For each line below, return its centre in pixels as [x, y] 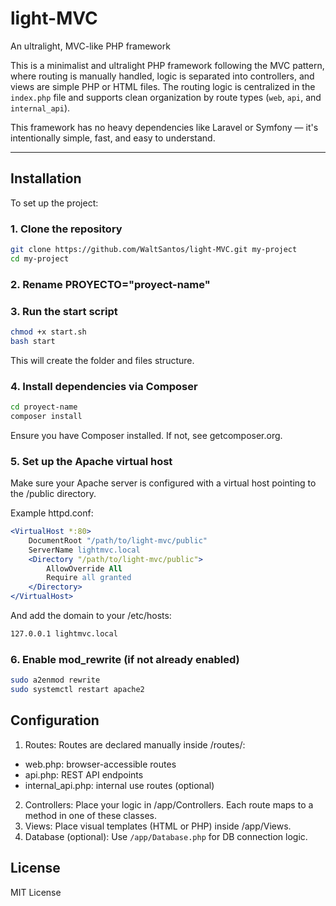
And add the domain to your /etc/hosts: [91, 616]
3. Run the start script [64, 311]
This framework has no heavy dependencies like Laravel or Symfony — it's [164, 127]
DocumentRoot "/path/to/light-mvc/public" [118, 540]
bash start [33, 341]
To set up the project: [54, 203]
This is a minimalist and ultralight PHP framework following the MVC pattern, [167, 65]
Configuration [55, 720]
